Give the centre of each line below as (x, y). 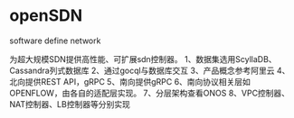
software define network (55, 41)
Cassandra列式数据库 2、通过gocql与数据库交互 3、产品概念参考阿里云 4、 (150, 70)
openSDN (46, 16)
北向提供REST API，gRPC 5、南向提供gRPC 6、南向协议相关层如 (130, 81)
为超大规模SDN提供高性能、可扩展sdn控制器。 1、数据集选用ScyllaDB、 (143, 59)
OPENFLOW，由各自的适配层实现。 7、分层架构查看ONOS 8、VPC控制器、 (150, 93)
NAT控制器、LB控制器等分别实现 (70, 104)
